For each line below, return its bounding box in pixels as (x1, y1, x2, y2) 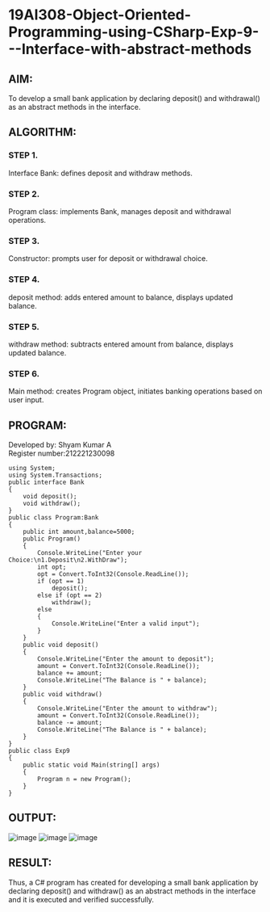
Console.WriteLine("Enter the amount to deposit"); (37, 654, 215, 663)
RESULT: (8, 856, 52, 870)
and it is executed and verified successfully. (8, 894, 155, 904)
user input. (8, 395, 44, 405)
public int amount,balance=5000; (23, 527, 135, 536)
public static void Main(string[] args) (23, 761, 160, 769)
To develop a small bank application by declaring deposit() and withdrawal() (8, 94, 260, 103)
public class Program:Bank (8, 513, 99, 522)
